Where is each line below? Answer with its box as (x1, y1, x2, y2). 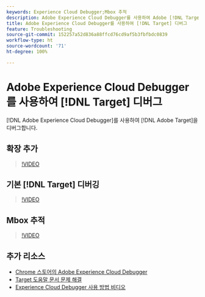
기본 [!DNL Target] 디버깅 (6, 179, 99, 190)
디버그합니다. (6, 124, 38, 131)
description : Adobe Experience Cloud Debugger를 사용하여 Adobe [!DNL (6, 15, 183, 21)
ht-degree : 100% (6, 49, 48, 55)
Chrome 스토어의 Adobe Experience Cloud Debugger (15, 268, 148, 275)
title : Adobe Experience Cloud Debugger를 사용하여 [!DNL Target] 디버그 (6, 20, 188, 26)
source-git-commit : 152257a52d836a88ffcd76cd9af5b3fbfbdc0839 (6, 32, 168, 38)
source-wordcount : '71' (6, 43, 67, 49)
